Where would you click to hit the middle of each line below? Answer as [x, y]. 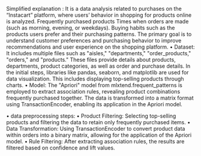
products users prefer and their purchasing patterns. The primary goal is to [99, 34]
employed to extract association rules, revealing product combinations [93, 91]
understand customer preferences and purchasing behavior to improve [94, 40]
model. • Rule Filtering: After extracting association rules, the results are [95, 141]
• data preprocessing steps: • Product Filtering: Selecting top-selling [91, 116]
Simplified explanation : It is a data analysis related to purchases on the [94, 9]
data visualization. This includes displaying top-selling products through [95, 79]
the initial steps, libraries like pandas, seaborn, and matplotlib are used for [97, 72]
